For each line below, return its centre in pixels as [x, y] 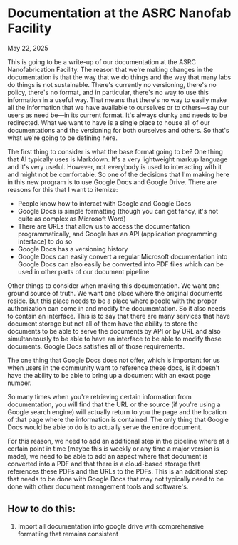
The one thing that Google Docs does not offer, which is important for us [114, 360]
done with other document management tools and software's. [98, 486]
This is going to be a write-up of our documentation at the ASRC [102, 61]
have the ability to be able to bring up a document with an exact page [109, 375]
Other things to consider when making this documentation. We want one [114, 285]
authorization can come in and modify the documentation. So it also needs [117, 308]
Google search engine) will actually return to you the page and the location [117, 411]
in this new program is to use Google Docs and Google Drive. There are [112, 182]
